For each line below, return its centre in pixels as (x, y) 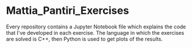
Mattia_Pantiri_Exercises (68, 11)
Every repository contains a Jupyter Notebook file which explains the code (96, 27)
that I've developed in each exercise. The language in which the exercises (95, 32)
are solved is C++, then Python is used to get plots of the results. (84, 39)
